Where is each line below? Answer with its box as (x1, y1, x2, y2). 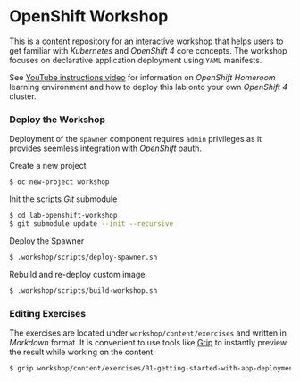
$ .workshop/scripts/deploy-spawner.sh (9, 253, 158, 262)
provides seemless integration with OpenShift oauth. (9, 143, 203, 154)
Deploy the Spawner (9, 235, 85, 246)
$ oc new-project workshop (9, 178, 110, 187)
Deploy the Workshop (9, 113, 105, 126)
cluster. (9, 91, 37, 102)
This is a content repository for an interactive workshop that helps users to (9, 36, 284, 46)
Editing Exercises (9, 307, 87, 320)
